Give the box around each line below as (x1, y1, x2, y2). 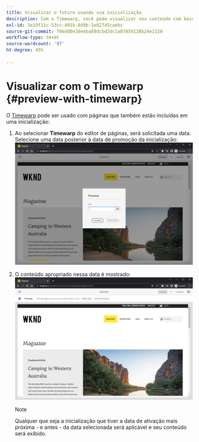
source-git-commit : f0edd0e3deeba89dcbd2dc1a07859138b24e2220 (6, 28, 163, 34)
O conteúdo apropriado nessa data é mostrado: (14, 271, 131, 278)
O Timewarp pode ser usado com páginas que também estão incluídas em (6, 111, 188, 118)
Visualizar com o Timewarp (6, 79, 144, 93)
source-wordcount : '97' (6, 41, 65, 47)
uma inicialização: (6, 118, 50, 125)
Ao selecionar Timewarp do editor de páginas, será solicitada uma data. (14, 129, 191, 136)
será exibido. (14, 430, 47, 437)
